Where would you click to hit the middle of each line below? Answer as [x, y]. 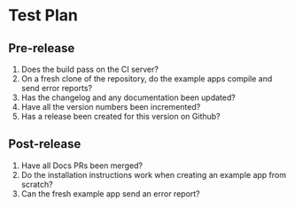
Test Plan [43, 15]
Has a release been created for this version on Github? [120, 116]
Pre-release [42, 48]
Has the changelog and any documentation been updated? [128, 97]
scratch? [37, 184]
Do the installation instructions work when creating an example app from [154, 174]
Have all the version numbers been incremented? [111, 107]
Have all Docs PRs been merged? [82, 166]
